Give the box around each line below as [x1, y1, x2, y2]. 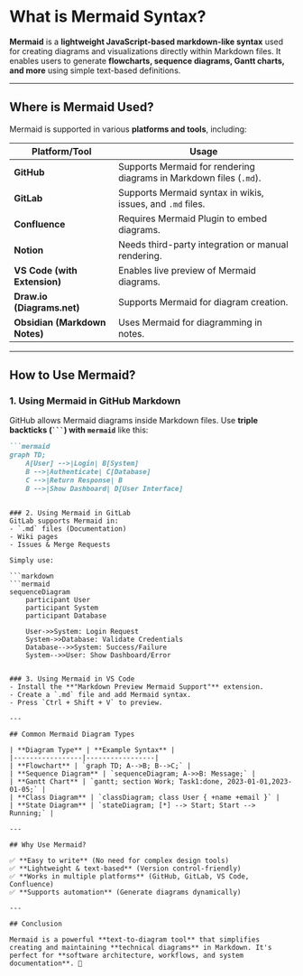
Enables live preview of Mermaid [118, 264, 257, 276]
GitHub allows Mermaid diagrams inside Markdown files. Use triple [9, 415, 259, 426]
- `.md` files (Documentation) [9, 524, 127, 534]
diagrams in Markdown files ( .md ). [118, 172, 262, 184]
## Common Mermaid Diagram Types [9, 730, 135, 739]
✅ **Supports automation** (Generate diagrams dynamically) [9, 888, 242, 897]
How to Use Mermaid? [9, 367, 136, 383]
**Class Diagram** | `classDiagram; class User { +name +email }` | [17, 793, 280, 802]
